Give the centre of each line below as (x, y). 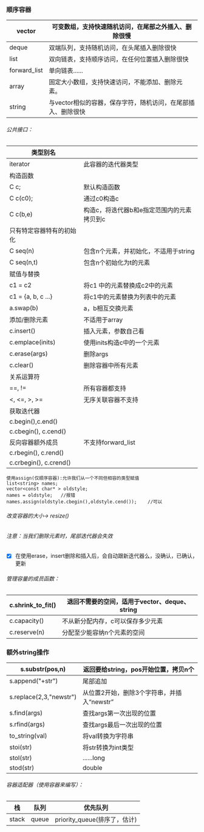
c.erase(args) (29, 354)
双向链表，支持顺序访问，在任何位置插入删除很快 (119, 59)
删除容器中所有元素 (111, 365)
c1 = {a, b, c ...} (31, 296)
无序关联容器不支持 (111, 399)
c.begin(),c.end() (34, 421)
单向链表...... (66, 71)
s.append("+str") (34, 681)
